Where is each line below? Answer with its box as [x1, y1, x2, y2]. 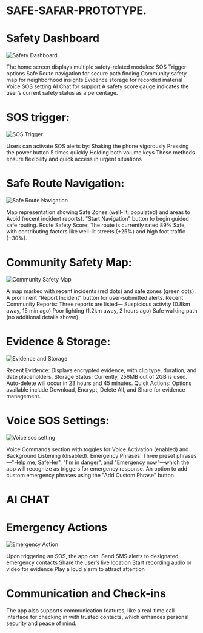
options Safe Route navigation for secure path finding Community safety [6, 70, 187, 77]
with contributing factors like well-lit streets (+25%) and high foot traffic [6, 228, 186, 235]
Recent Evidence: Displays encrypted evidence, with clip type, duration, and [6, 366, 197, 374]
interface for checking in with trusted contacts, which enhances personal [6, 613, 189, 620]
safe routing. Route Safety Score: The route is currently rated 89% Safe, [6, 221, 187, 229]
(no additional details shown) [6, 313, 79, 320]
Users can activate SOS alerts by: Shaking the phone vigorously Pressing [6, 142, 189, 150]
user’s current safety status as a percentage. [6, 89, 118, 97]
